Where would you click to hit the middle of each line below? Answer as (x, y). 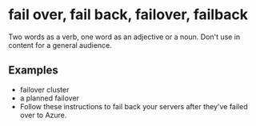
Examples (33, 71)
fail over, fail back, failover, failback (128, 15)
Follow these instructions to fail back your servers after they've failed (134, 106)
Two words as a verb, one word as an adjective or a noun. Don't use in (124, 37)
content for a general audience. (60, 45)
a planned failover (50, 98)
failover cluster (44, 89)
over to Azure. (43, 115)
